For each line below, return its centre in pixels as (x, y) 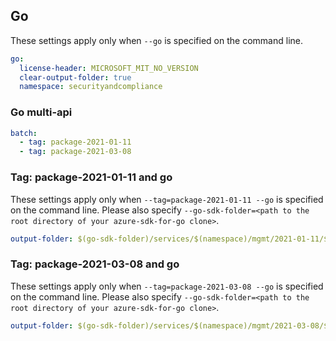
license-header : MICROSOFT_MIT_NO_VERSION (109, 68)
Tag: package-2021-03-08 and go (95, 264)
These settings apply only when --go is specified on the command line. (156, 40)
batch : (24, 133)
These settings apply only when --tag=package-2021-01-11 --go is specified (167, 199)
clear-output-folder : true (75, 77)
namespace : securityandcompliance (91, 87)
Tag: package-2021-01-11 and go (91, 177)
